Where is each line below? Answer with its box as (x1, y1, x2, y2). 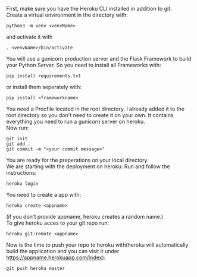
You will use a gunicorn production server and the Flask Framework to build (6, 55, 192, 62)
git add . (6, 141, 31, 147)
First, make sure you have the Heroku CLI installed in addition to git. (6, 5, 172, 12)
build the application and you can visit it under (6, 248, 120, 254)
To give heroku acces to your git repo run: (6, 219, 109, 226)
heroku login (6, 181, 39, 187)
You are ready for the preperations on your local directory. (6, 157, 149, 163)
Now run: (6, 124, 29, 131)
